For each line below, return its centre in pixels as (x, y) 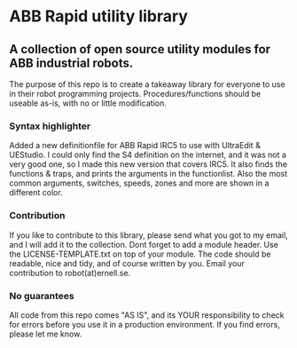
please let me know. (46, 334)
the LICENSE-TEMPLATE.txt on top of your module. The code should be (140, 254)
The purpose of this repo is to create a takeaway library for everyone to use (147, 84)
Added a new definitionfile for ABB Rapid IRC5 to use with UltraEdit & (135, 146)
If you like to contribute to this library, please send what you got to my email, (148, 235)
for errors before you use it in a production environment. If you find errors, (145, 324)
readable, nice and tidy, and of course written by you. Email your (127, 263)
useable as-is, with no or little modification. (88, 103)
